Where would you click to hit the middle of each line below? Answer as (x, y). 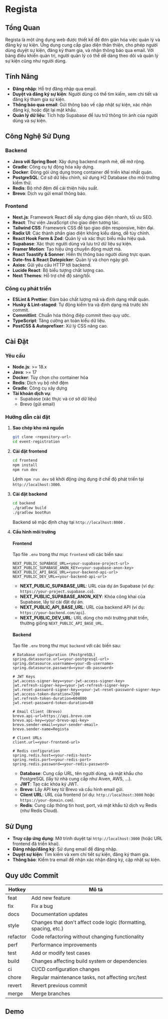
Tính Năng (22, 77)
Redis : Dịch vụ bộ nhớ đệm (40, 382)
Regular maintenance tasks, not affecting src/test (89, 977)
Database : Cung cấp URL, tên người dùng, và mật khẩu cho (81, 773)
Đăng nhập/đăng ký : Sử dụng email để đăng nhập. (65, 849)
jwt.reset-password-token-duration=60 (53, 703)
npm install (25, 465)
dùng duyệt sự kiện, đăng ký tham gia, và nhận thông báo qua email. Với (79, 50)
